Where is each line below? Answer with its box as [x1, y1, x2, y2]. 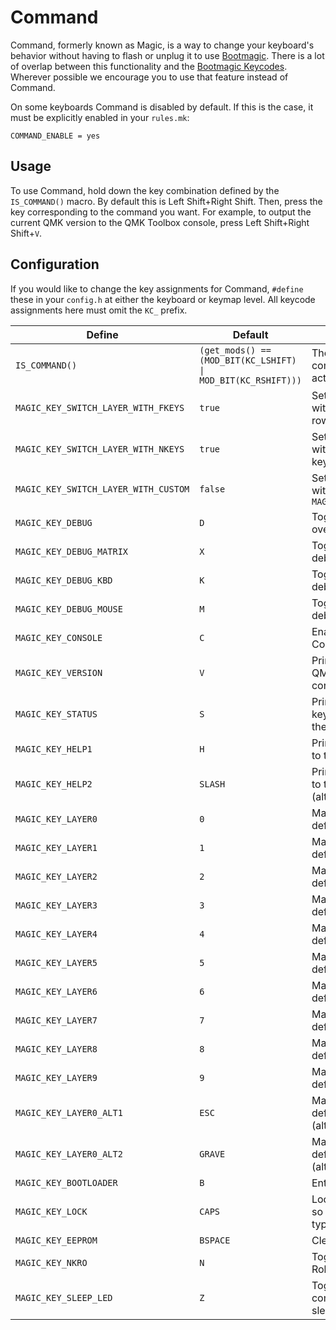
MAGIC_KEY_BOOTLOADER [15, 1177, 118, 1188]
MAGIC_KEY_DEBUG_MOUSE [15, 603, 123, 615]
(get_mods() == [199, 344, 272, 356]
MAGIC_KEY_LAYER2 [15, 871, 98, 882]
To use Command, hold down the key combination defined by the [10, 184, 280, 196]
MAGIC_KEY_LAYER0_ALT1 [15, 1107, 123, 1118]
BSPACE [199, 1234, 231, 1246]
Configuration [10, 256, 100, 273]
